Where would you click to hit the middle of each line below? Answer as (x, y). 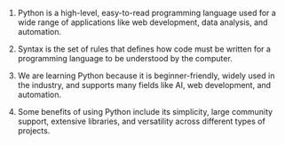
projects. (34, 131)
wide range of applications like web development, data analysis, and (142, 22)
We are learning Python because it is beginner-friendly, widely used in (146, 76)
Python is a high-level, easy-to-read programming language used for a (147, 13)
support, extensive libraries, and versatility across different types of (142, 121)
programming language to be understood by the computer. (125, 58)
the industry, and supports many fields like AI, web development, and (144, 85)
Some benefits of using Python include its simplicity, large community (145, 112)
